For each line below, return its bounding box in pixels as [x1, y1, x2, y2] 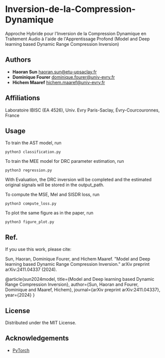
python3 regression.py [5, 168, 52, 173]
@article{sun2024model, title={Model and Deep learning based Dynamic [5, 276, 155, 282]
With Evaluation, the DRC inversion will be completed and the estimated [5, 177, 152, 183]
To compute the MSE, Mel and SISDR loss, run [5, 192, 100, 198]
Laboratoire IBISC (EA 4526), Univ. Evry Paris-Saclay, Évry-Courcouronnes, [5, 107, 160, 113]
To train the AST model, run [5, 140, 62, 146]
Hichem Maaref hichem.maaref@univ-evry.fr [12, 79, 105, 85]
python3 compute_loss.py [5, 201, 57, 206]
